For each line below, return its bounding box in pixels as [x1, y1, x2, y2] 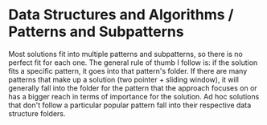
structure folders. [8, 108, 66, 118]
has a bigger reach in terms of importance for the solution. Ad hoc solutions [8, 91, 260, 101]
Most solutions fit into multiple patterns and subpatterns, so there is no [8, 49, 243, 58]
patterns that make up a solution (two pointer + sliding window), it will [8, 75, 240, 84]
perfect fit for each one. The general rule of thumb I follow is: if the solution [8, 58, 258, 67]
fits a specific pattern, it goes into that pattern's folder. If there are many [8, 66, 248, 75]
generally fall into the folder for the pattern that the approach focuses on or [8, 83, 257, 93]
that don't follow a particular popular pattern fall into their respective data [8, 100, 252, 110]
